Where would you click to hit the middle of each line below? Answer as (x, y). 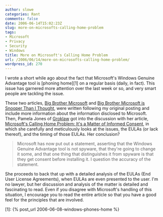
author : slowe (20, 10)
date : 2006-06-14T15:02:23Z (34, 23)
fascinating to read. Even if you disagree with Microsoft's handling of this (79, 190)
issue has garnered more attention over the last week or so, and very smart (81, 88)
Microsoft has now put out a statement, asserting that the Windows (84, 144)
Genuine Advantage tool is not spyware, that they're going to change (86, 149)
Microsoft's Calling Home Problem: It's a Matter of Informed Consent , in (77, 124)
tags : (10, 32)
